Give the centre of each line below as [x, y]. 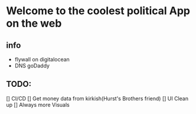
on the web [34, 23]
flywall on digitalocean [42, 59]
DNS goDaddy [32, 66]
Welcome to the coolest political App [98, 11]
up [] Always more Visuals [38, 105]
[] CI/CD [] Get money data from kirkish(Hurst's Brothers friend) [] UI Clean [97, 98]
